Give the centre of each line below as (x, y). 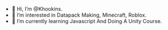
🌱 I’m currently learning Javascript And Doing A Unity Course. (87, 21)
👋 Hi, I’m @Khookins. (37, 9)
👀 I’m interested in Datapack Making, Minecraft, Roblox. (79, 15)
